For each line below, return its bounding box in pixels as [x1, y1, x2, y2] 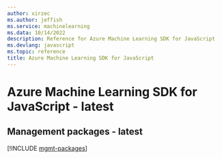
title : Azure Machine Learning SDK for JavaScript [7, 55, 154, 62]
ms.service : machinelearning [7, 23, 90, 29]
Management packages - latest [7, 126, 143, 138]
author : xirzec [7, 10, 51, 17]
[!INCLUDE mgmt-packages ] [7, 144, 87, 152]
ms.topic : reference [7, 49, 66, 56]
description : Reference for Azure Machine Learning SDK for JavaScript [7, 36, 215, 42]
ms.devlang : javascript [7, 42, 75, 49]
